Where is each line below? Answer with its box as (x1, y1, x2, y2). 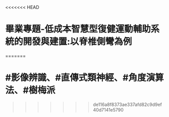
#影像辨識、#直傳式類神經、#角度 (5, 72, 146, 83)
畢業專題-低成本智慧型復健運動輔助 (5, 24, 151, 35)
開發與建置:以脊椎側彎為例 (23, 36, 132, 47)
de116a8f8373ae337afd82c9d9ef (93, 101, 162, 107)
